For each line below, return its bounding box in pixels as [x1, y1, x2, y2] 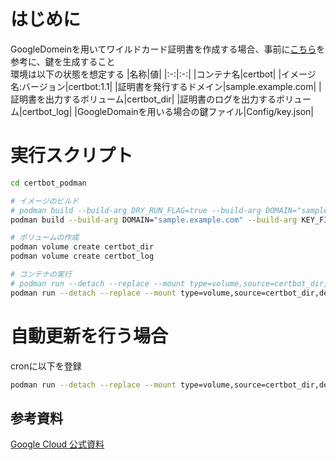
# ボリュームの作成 [10, 233, 80, 243]
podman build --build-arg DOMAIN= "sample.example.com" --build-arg [10, 215, 298, 225]
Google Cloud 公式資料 [10, 438, 105, 450]
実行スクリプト [10, 145, 134, 167]
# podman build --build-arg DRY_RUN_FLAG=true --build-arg [10, 205, 262, 215]
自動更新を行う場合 [10, 325, 169, 347]
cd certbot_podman [10, 178, 87, 188]
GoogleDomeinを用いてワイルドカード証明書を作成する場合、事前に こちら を [10, 43, 326, 55]
